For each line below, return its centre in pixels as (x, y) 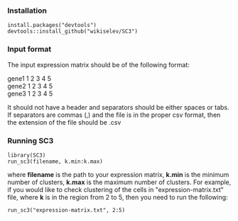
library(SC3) (27, 155)
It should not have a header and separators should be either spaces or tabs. (118, 107)
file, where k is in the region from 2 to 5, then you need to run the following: (118, 197)
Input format (29, 50)
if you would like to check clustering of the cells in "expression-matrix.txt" (115, 189)
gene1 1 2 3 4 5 (29, 78)
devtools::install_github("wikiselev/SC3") (73, 32)
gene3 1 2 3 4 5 (30, 93)
